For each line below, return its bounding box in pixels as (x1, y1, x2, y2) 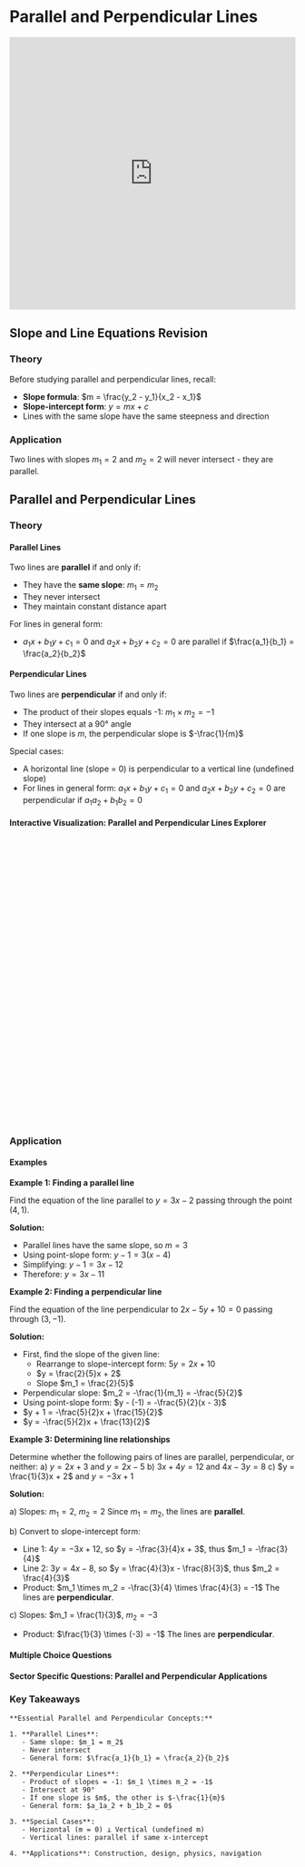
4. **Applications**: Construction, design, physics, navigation (9, 1849, 261, 1858)
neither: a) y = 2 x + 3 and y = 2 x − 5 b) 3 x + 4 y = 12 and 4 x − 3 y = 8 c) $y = (9, 1461, 295, 1472)
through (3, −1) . (9, 1313, 66, 1324)
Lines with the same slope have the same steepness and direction (22, 411, 270, 422)
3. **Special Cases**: (9, 1817, 95, 1826)
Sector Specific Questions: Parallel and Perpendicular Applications (9, 1670, 268, 1682)
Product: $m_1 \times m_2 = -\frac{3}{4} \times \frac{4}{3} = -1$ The (22, 1582, 280, 1593)
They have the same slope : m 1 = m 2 (22, 580, 159, 592)
